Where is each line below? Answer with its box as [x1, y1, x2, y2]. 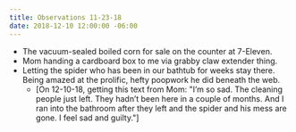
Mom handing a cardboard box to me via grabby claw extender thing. [21, 55, 278, 66]
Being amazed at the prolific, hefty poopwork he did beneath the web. [21, 74, 281, 85]
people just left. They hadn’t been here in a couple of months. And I [35, 93, 284, 103]
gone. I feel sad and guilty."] [35, 112, 140, 123]
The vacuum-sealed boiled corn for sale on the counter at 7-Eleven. [21, 45, 273, 56]
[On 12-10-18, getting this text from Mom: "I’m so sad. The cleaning [35, 84, 283, 95]
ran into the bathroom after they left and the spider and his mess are [35, 103, 288, 113]
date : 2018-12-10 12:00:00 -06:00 [9, 21, 139, 30]
